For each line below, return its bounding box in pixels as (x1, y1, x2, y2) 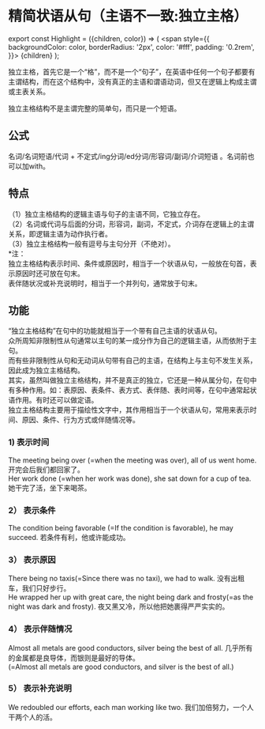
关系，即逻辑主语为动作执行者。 (8, 229, 112, 238)
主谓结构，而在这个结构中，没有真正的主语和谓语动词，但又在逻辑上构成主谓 (8, 77, 257, 86)
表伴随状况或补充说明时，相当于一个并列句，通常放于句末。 (8, 278, 202, 288)
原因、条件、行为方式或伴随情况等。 (21, 415, 140, 425)
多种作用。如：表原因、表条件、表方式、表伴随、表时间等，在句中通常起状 (14, 385, 257, 395)
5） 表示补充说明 (8, 683, 73, 694)
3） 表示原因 (8, 554, 57, 565)
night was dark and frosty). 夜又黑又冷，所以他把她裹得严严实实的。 (8, 602, 230, 611)
